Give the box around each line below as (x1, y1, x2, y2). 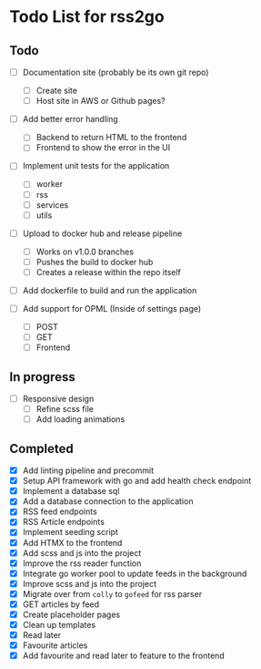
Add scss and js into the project (22, 547, 142, 558)
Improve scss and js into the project (22, 578, 157, 589)
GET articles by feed (22, 599, 100, 610)
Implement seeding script (22, 527, 118, 538)
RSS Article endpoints (22, 517, 105, 528)
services (35, 199, 69, 211)
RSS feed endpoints (22, 506, 97, 517)
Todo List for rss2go (9, 6, 166, 27)
